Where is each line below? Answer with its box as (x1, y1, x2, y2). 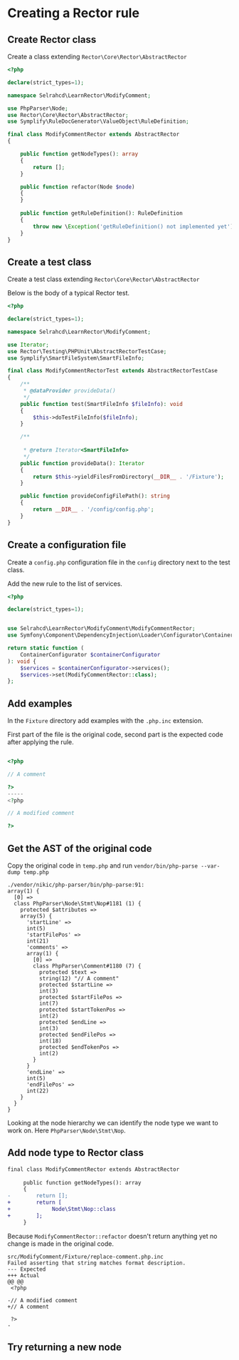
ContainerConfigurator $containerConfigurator (20, 651, 161, 658)
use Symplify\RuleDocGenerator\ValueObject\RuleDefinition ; (7, 118, 190, 126)
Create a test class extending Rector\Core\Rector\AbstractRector (7, 275, 200, 283)
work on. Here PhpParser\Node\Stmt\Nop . (7, 1126, 126, 1135)
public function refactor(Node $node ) (20, 183, 135, 191)
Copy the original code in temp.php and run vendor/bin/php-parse (7, 861, 198, 870)
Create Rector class (7, 34, 97, 46)
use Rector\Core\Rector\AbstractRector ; (7, 111, 129, 118)
